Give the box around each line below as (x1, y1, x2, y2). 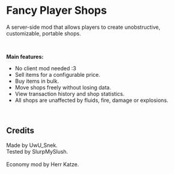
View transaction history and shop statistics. (14, 90, 125, 97)
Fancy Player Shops (6, 4, 107, 17)
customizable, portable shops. (6, 29, 81, 37)
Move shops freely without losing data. (14, 83, 112, 91)
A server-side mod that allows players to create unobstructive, (6, 23, 161, 31)
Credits (6, 125, 35, 136)
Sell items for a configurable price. (14, 71, 101, 78)
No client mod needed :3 (14, 64, 77, 72)
